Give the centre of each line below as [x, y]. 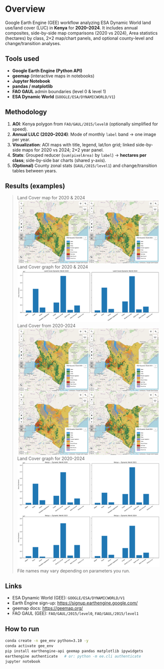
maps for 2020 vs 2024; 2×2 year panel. [63, 150]
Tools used [22, 59]
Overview [25, 9]
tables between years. [35, 170]
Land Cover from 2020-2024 [46, 326]
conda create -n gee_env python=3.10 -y [47, 641]
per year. [21, 139]
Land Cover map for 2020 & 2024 [51, 198]
